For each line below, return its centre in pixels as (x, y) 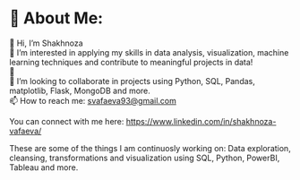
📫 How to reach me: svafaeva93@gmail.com (93, 100)
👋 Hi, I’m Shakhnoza (46, 43)
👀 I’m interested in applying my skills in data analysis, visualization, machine (149, 52)
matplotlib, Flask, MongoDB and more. (80, 90)
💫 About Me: (56, 18)
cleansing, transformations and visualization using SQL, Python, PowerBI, (145, 158)
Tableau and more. (44, 167)
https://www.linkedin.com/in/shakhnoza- (201, 121)
